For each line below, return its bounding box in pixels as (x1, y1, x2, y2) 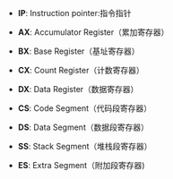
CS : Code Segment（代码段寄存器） (17, 103, 152, 114)
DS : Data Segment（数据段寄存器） (17, 122, 150, 132)
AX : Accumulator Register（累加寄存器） (17, 27, 169, 38)
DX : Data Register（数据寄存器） (17, 84, 139, 94)
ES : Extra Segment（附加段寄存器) (17, 160, 145, 170)
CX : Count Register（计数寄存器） (17, 65, 145, 75)
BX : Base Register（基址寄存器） (17, 46, 141, 56)
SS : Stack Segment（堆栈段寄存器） (17, 141, 152, 151)
